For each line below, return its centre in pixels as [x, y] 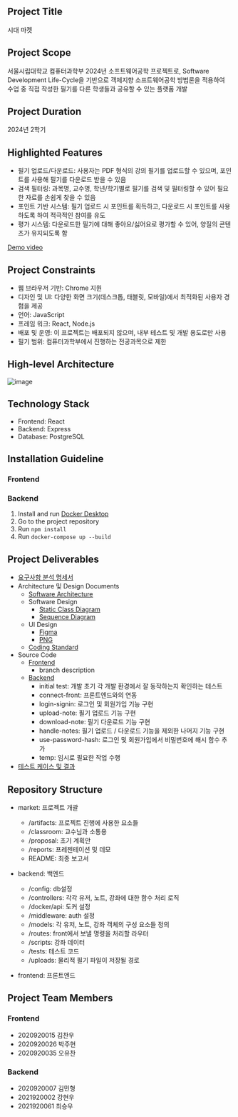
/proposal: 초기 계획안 [59, 840]
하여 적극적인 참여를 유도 [71, 215]
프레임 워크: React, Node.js [56, 324]
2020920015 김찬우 [46, 1035]
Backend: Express [44, 429]
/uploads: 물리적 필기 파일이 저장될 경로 [84, 960]
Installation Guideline [56, 459]
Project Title [35, 12]
